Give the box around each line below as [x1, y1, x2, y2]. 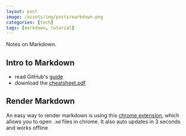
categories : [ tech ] [6, 19, 54, 25]
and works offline [6, 124, 49, 131]
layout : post [6, 8, 38, 15]
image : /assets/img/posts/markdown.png [6, 14, 104, 20]
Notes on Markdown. [6, 41, 57, 48]
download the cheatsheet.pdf [14, 79, 86, 86]
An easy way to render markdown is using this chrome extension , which [6, 111, 180, 118]
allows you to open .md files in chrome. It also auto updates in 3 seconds [6, 118, 181, 125]
